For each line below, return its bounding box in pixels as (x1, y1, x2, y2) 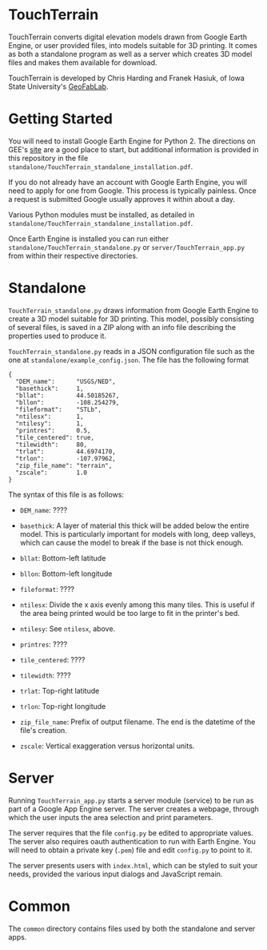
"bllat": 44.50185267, (15, 391, 120, 400)
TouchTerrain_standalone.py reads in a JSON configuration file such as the (8, 346, 255, 356)
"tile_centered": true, (15, 433, 94, 441)
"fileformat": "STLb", (15, 405, 102, 413)
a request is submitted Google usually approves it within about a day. (8, 194, 236, 203)
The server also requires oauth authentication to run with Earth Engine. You (8, 836, 256, 846)
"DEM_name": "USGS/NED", (15, 377, 116, 385)
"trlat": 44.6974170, (15, 447, 116, 456)
